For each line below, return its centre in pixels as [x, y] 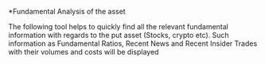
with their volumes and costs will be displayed [84, 52]
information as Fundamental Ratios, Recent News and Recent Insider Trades [133, 43]
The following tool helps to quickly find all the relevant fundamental [118, 26]
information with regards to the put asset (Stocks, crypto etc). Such [119, 35]
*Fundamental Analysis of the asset [67, 11]
